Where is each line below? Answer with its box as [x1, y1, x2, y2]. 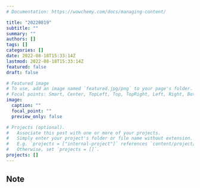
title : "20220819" [6, 19, 52, 26]
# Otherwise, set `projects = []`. [6, 147, 100, 153]
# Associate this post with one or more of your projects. [6, 130, 161, 136]
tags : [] [6, 42, 28, 48]
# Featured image [6, 80, 49, 87]
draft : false [6, 69, 39, 75]
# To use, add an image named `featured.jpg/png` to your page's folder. [6, 86, 193, 92]
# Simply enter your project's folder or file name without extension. [6, 135, 193, 141]
